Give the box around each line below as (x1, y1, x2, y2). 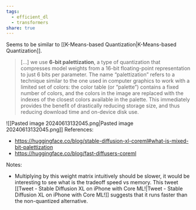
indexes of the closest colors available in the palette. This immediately (20, 96, 190, 103)
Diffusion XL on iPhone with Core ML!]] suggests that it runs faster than (14, 191, 188, 198)
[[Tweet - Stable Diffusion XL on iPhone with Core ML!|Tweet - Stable (14, 185, 183, 192)
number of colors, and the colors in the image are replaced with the (20, 90, 184, 97)
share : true (6, 25, 35, 31)
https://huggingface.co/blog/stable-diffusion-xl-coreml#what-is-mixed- (14, 137, 189, 144)
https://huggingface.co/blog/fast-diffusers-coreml (14, 150, 137, 157)
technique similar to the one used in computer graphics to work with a (20, 77, 190, 84)
